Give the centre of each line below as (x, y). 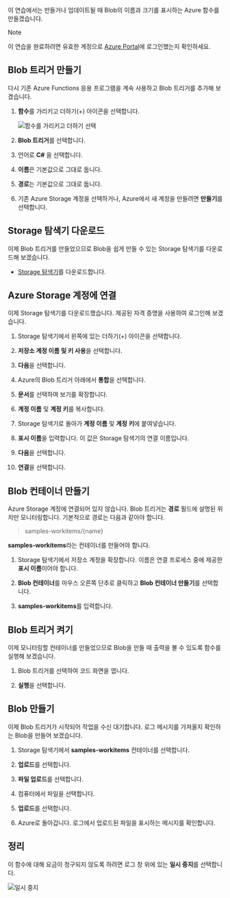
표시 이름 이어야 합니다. (48, 568)
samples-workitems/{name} (64, 531)
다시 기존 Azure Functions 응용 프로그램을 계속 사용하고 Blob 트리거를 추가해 (111, 88)
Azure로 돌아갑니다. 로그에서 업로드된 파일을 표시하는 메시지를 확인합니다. (116, 823)
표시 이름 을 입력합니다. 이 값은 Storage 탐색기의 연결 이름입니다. (103, 438)
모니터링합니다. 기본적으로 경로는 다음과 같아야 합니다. (92, 518)
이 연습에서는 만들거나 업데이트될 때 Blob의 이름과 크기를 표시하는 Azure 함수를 (114, 10)
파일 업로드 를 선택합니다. (51, 779)
